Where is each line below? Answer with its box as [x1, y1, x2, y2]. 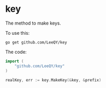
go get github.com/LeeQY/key [5, 39, 67, 45]
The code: [5, 49, 27, 55]
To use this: [5, 30, 30, 36]
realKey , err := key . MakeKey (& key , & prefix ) [5, 77, 101, 82]
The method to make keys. [5, 20, 61, 26]
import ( [5, 58, 24, 64]
